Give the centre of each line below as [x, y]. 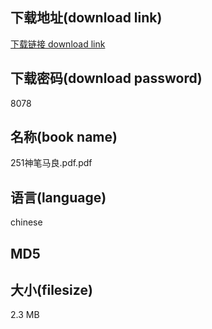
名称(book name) [64, 137]
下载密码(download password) [106, 78]
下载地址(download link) [86, 18]
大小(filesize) [51, 290]
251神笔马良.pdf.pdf [51, 163]
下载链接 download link [58, 44]
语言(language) [58, 197]
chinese [26, 222]
